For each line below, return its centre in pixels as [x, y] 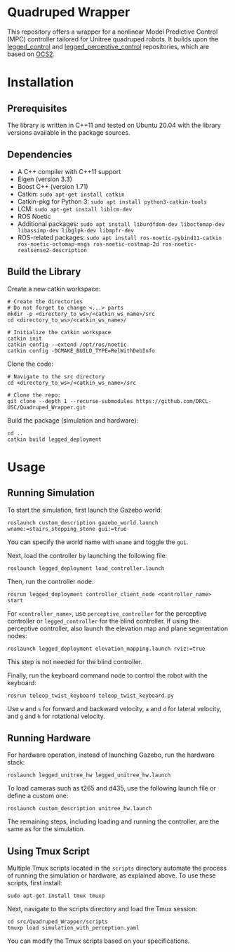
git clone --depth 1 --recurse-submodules [70, 401]
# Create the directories [45, 302]
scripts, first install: [35, 883]
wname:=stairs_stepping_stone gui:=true [67, 529]
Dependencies [40, 155]
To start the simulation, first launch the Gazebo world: [85, 510]
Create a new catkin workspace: [54, 289]
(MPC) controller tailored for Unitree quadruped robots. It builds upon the [113, 39]
